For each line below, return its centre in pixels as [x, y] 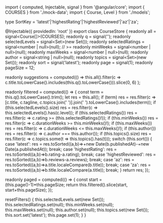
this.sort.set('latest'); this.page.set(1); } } [46, 215]
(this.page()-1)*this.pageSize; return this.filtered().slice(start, [66, 185]
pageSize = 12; [20, 68]
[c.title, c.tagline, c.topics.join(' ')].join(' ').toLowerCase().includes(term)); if [81, 102]
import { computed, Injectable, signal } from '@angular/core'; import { [75, 7]
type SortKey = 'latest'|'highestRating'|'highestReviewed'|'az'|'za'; [72, 22]
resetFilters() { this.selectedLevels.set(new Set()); [55, 199]
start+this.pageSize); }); [29, 190]
